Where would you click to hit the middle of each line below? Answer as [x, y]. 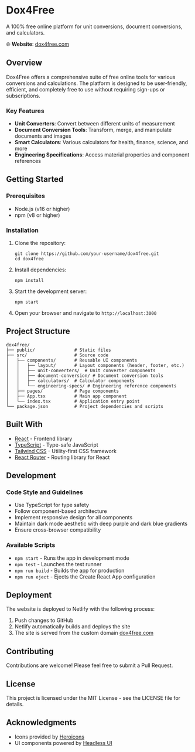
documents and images [43, 136]
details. [15, 705]
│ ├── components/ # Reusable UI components [72, 360]
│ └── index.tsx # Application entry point [73, 401]
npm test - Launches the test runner [58, 564]
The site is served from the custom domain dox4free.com [84, 633]
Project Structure [38, 331]
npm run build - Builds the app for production [69, 570]
